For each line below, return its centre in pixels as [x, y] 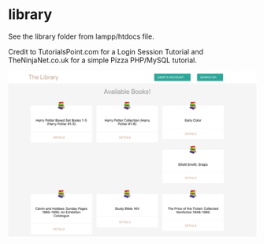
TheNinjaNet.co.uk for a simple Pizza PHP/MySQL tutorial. [102, 60]
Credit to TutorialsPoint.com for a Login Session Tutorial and [106, 51]
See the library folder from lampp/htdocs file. [82, 36]
